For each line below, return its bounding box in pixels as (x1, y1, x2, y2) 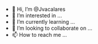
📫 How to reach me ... (11, 32, 67, 38)
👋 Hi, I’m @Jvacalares (11, 6, 66, 12)
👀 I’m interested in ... (11, 12, 62, 19)
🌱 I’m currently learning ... (11, 18, 75, 25)
